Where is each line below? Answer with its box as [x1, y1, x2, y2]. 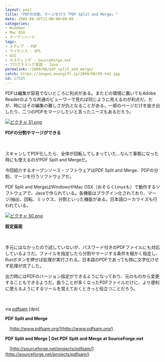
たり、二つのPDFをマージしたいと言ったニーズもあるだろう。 [9, 109, 134, 114]
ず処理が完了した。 [5, 262, 44, 269]
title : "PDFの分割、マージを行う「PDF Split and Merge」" [5, 12, 118, 17]
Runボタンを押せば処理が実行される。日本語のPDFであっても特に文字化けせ [5, 256, 159, 262]
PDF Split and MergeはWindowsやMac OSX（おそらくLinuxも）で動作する [5, 183, 156, 190]
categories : [5, 21, 30, 26]
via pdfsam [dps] [5, 306, 40, 312]
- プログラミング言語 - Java [5, 62, 58, 67]
